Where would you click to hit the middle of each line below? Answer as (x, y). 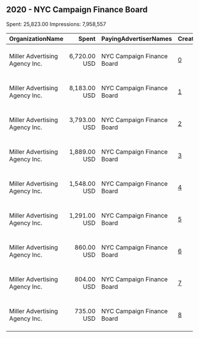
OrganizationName (36, 39)
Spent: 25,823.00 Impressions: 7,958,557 (56, 24)
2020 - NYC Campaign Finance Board (77, 10)
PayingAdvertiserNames (137, 39)
